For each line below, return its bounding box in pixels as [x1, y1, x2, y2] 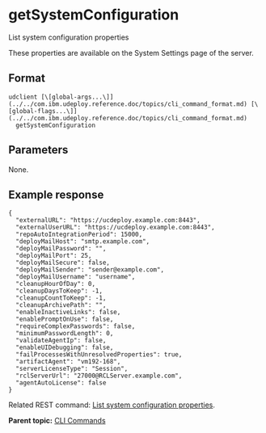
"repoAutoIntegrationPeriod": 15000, [15, 230, 143, 239]
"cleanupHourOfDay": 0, [15, 280, 95, 288]
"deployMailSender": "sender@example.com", [15, 266, 164, 274]
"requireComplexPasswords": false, [15, 322, 136, 330]
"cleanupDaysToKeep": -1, [15, 287, 103, 296]
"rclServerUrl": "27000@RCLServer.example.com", [15, 372, 183, 380]
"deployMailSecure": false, [15, 259, 111, 267]
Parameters [8, 143, 69, 157]
